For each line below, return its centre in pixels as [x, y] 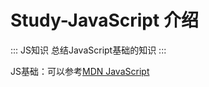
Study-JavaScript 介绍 [104, 20]
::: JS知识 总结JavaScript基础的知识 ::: [88, 50]
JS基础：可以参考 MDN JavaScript [80, 71]
